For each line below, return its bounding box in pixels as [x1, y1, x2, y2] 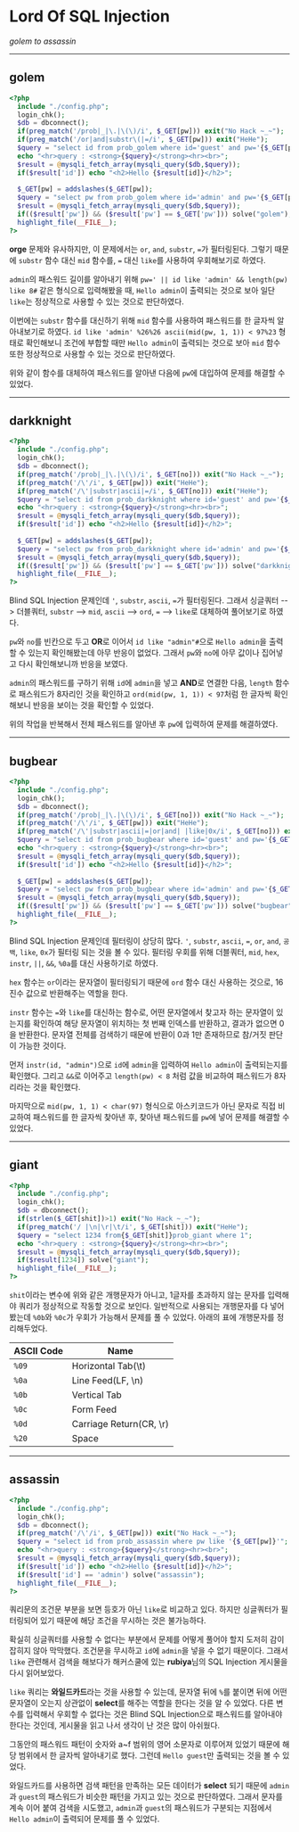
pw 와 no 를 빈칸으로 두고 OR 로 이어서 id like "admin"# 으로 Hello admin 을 [9, 636, 267, 648]
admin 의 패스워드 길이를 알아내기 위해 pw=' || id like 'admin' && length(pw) [9, 274, 288, 285]
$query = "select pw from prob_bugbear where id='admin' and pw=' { [17, 885, 273, 894]
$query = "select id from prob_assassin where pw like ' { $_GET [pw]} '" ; [17, 1537, 289, 1547]
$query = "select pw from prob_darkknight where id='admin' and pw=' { [17, 544, 285, 554]
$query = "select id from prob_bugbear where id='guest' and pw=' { [17, 836, 273, 845]
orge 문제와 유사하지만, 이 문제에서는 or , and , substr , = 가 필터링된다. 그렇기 [9, 243, 273, 254]
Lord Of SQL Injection [9, 6, 171, 27]
